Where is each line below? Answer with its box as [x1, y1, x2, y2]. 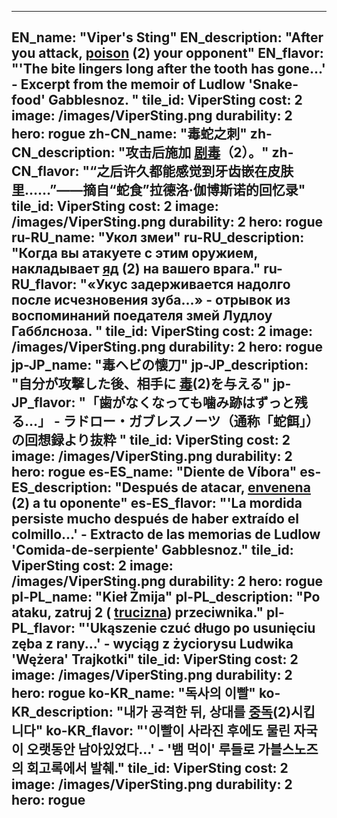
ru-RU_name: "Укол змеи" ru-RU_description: [11, 229, 305, 246]
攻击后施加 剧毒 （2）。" [125, 144, 269, 161]
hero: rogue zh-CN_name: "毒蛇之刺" [11, 126, 248, 143]
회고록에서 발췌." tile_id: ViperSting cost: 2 [26, 760, 289, 777]
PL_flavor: [11, 620, 76, 637]
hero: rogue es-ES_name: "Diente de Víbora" [11, 464, 298, 481]
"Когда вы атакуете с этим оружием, [11, 245, 258, 262]
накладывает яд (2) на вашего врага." [11, 261, 261, 278]
